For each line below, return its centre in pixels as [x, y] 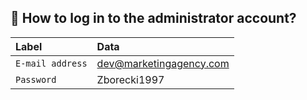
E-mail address [51, 63]
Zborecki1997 [130, 79]
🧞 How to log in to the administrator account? [153, 18]
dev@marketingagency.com [163, 63]
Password [36, 79]
